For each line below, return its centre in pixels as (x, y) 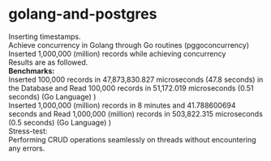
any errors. (27, 148)
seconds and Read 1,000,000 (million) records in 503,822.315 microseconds (136, 113)
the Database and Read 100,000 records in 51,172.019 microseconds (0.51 (131, 88)
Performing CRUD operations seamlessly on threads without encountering (133, 139)
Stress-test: (28, 131)
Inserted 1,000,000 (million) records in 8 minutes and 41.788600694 (123, 105)
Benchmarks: (32, 70)
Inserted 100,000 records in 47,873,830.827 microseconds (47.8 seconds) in (136, 79)
